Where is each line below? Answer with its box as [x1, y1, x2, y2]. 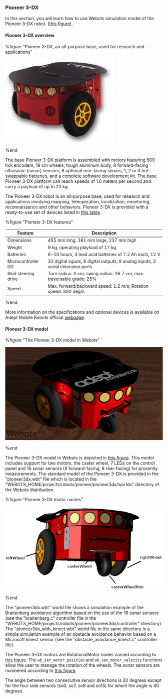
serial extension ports [47, 264, 92, 270]
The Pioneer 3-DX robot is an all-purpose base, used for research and [5, 193, 150, 199]
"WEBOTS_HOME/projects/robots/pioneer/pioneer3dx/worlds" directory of [5, 481, 159, 487]
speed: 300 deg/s [47, 288, 85, 294]
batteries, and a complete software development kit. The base [28, 173, 157, 179]
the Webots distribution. [5, 487, 55, 493]
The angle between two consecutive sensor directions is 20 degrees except [5, 677, 161, 683]
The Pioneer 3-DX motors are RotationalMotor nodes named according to [5, 651, 156, 657]
